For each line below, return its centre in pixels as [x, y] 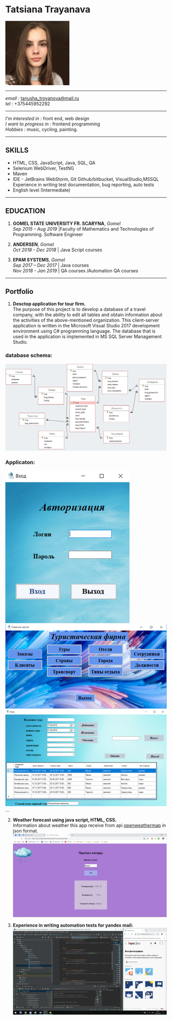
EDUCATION [25, 211]
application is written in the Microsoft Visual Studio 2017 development [86, 326]
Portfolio [19, 291]
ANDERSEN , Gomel [33, 244]
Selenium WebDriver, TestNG [43, 168]
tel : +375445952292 [28, 103]
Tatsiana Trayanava [48, 10]
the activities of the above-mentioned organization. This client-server [86, 320]
